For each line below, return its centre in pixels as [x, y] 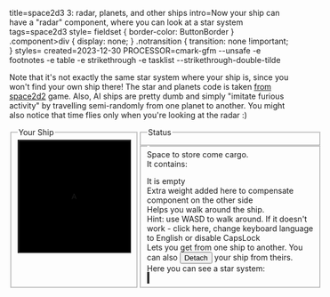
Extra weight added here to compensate [220, 190]
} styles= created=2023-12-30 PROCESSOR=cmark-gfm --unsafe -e [135, 51]
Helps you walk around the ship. [205, 209]
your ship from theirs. [254, 257]
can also [162, 257]
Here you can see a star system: [205, 268]
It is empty [166, 181]
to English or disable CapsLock [203, 237]
